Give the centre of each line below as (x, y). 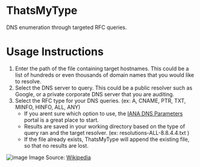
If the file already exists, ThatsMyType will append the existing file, (107, 139)
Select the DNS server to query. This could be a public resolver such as (104, 88)
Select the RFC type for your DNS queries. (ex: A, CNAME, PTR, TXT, (100, 100)
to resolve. (28, 81)
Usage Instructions (55, 52)
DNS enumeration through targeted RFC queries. (67, 27)
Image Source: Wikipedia (60, 157)
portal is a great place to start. (61, 120)
